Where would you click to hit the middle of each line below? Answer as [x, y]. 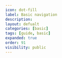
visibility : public [26, 47]
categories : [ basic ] [27, 29]
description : [19, 19]
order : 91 [16, 43]
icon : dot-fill [21, 10]
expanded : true [21, 38]
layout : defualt [22, 24]
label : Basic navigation [31, 15]
